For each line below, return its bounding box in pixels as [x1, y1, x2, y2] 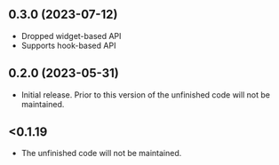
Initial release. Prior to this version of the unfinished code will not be [20, 89, 270, 100]
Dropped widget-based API [20, 30, 122, 41]
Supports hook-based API [20, 40, 116, 51]
